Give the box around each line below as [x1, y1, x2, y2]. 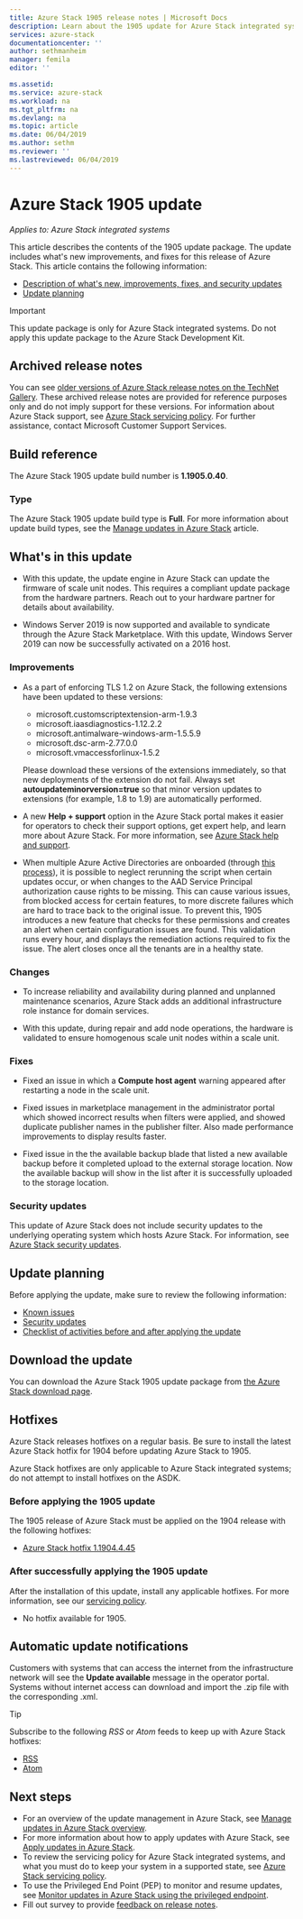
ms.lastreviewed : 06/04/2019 [9, 155, 119, 164]
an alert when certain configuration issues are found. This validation [22, 923, 276, 934]
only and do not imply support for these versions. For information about [9, 401, 275, 412]
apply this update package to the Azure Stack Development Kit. [9, 332, 245, 343]
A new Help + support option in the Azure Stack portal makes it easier [22, 811, 284, 822]
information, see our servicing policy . [9, 1595, 147, 1606]
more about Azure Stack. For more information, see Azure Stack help [22, 830, 280, 840]
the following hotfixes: [9, 1525, 92, 1536]
